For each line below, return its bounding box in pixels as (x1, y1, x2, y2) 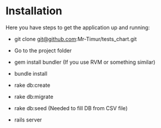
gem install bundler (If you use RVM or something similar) (14, 58, 156, 65)
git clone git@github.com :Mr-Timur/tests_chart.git (14, 35, 137, 42)
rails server (14, 116, 42, 123)
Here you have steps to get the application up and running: (5, 24, 150, 31)
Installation (5, 4, 63, 18)
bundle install (14, 70, 48, 77)
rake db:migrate (14, 93, 54, 100)
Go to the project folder (14, 46, 72, 54)
